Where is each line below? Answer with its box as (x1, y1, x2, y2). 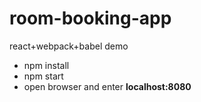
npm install (23, 59, 70, 71)
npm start (23, 70, 64, 82)
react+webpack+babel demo (9, 40, 129, 52)
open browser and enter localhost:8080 (23, 80, 192, 92)
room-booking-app (9, 7, 172, 30)
